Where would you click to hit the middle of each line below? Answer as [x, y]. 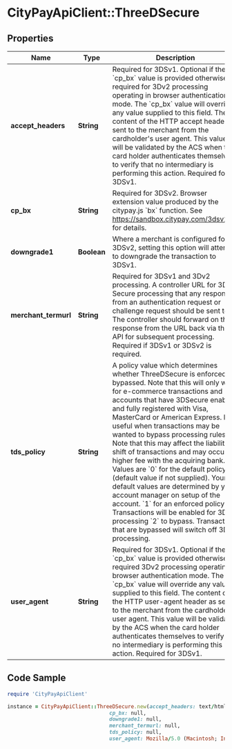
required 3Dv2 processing [155, 567]
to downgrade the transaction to [164, 256]
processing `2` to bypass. [153, 521]
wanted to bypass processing [160, 434]
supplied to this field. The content [166, 593]
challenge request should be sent [166, 311]
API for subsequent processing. [163, 337]
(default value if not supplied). [161, 478]
